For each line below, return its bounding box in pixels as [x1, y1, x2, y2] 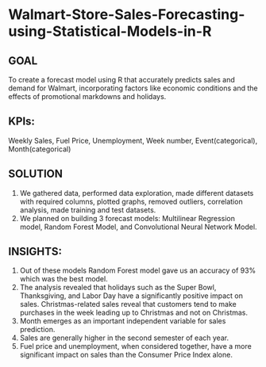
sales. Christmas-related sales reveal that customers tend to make [19, 300, 237, 309]
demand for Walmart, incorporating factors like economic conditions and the [8, 83, 258, 93]
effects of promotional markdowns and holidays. [8, 92, 167, 101]
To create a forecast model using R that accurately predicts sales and [8, 75, 236, 84]
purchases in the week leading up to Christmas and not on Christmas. [19, 308, 249, 318]
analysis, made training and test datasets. [19, 205, 156, 215]
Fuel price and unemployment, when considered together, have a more [19, 342, 252, 351]
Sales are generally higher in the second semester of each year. [19, 333, 229, 342]
